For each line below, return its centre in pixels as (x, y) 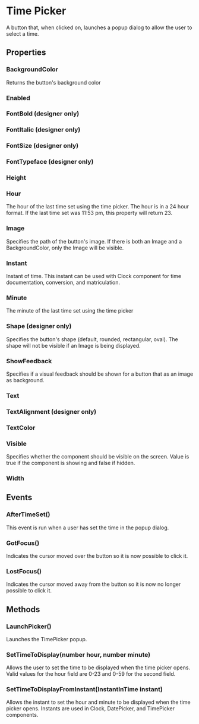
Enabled (18, 98)
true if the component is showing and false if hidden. (71, 463)
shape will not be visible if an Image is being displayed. (73, 345)
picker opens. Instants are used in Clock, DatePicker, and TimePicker (91, 709)
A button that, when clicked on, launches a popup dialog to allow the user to (99, 27)
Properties (26, 53)
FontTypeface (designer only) (50, 162)
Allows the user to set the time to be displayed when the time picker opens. (98, 667)
